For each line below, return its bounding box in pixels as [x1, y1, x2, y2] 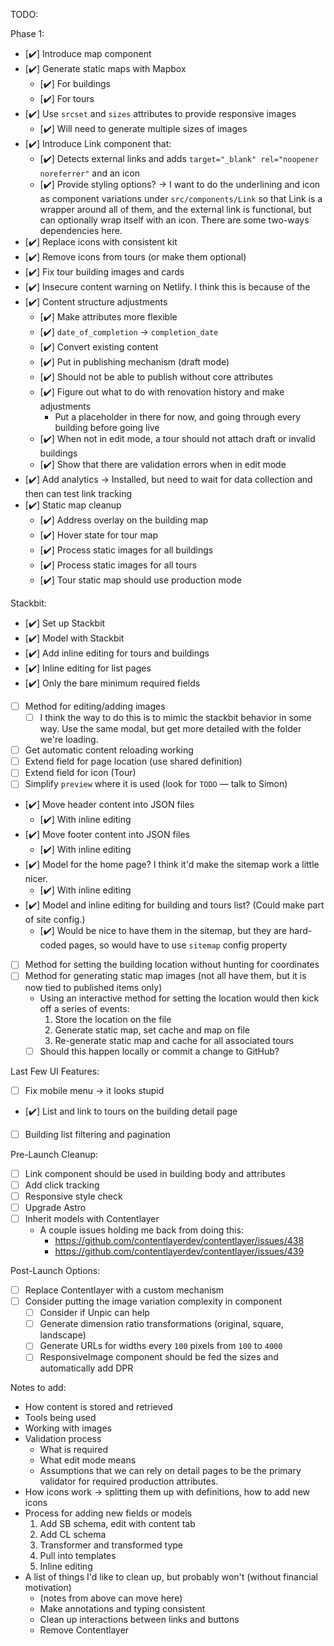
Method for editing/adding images [24, 700, 166, 712]
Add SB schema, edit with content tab [39, 1518, 196, 1530]
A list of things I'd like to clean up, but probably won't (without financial [24, 1571, 318, 1583]
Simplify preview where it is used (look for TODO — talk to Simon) [24, 778, 288, 790]
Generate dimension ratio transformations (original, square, [39, 1318, 284, 1330]
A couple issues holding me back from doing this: [39, 1224, 244, 1236]
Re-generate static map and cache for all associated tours [54, 1034, 295, 1046]
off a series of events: [39, 1002, 130, 1014]
